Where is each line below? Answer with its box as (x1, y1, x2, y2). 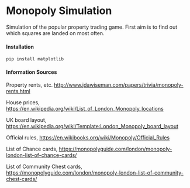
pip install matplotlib (6, 56, 64, 62)
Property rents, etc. (6, 81, 53, 88)
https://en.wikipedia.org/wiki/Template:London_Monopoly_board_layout (6, 123, 179, 130)
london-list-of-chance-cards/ (6, 152, 77, 159)
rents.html (6, 88, 30, 95)
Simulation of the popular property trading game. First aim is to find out (6, 23, 178, 30)
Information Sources (6, 69, 57, 76)
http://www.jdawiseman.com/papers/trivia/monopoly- (54, 81, 184, 88)
